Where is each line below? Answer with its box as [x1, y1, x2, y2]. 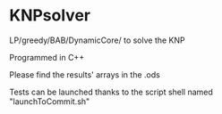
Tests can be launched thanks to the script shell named [9, 86, 213, 97]
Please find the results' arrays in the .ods [9, 69, 161, 80]
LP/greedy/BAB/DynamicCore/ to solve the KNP [9, 35, 185, 45]
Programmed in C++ [9, 52, 85, 62]
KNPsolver [9, 5, 91, 26]
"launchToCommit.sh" [9, 95, 90, 107]
